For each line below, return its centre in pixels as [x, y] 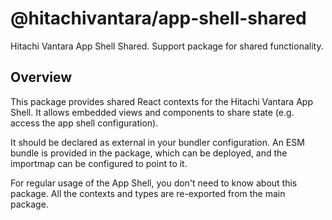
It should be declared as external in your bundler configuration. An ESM [157, 142]
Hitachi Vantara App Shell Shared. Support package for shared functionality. [167, 46]
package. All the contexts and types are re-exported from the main [148, 193]
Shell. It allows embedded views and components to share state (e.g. [152, 112]
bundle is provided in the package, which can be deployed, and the [149, 153]
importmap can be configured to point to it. [99, 163]
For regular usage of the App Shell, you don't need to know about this [154, 183]
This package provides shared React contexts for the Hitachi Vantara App [161, 101]
